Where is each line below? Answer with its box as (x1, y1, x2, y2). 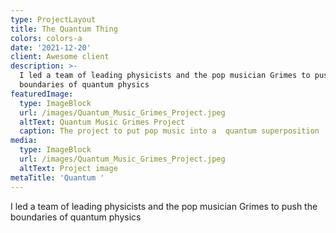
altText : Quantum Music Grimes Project (19, 117, 186, 127)
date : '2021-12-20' (10, 42, 92, 53)
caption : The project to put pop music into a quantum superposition (19, 126, 320, 136)
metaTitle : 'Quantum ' (10, 172, 105, 183)
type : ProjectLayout (10, 14, 97, 25)
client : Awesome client (10, 52, 110, 62)
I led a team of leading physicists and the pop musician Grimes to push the (10, 200, 318, 212)
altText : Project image (19, 163, 118, 173)
